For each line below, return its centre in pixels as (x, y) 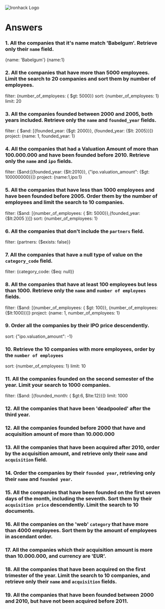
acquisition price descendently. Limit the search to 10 (72, 505)
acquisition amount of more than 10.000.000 (60, 434)
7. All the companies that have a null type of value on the (74, 254)
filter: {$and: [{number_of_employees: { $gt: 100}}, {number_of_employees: (82, 307)
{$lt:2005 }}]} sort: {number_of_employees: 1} (51, 218)
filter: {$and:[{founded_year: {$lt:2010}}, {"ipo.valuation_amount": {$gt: (77, 172)
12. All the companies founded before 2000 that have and (75, 428)
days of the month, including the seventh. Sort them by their (79, 499)
